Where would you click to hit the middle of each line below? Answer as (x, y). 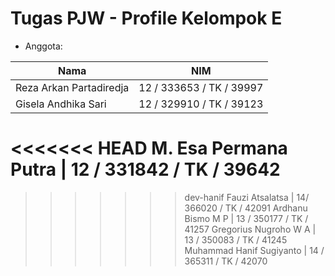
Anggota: (43, 46)
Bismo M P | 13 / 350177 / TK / (246, 218)
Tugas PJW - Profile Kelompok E (146, 18)
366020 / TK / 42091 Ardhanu (246, 208)
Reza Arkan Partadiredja (72, 87)
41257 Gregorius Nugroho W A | (250, 229)
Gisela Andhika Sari (61, 104)
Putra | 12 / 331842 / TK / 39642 (145, 169)
